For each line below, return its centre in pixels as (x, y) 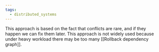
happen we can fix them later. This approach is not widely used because (80, 34)
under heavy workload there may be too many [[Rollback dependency (77, 39)
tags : (11, 10)
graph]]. (13, 44)
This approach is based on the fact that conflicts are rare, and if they (76, 28)
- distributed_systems (33, 14)
